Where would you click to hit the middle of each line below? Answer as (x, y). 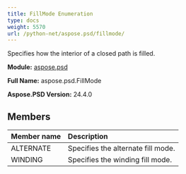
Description (88, 137)
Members (29, 117)
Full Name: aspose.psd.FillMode (54, 81)
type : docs (23, 20)
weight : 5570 (27, 27)
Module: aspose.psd (38, 67)
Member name (36, 137)
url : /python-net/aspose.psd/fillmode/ (66, 33)
